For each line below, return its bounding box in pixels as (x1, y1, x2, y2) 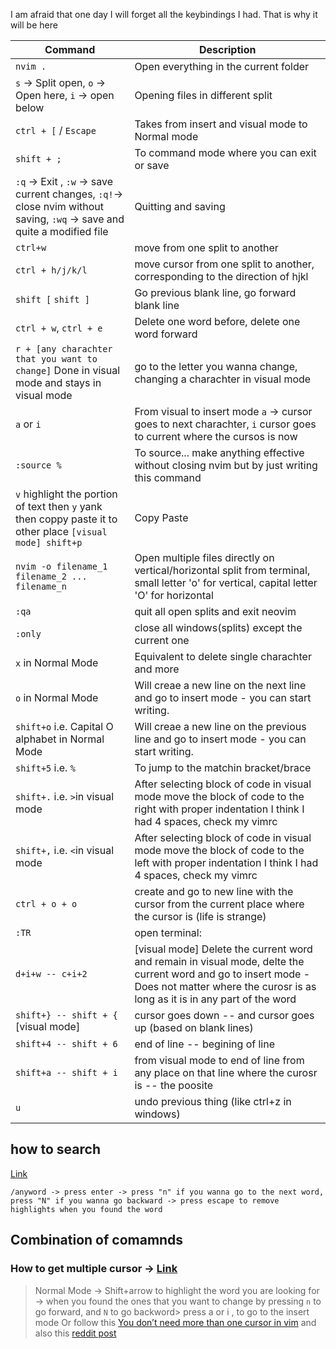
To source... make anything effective (134, 446, 305, 459)
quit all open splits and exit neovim (134, 605, 297, 618)
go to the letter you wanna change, (134, 360, 298, 373)
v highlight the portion (15, 487, 118, 501)
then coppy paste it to (15, 512, 118, 526)
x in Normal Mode (15, 656, 99, 669)
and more (134, 662, 180, 676)
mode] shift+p (15, 537, 83, 548)
